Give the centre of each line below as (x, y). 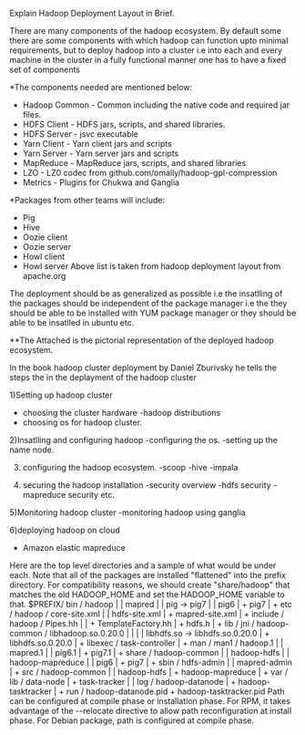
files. (32, 114)
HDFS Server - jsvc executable (81, 134)
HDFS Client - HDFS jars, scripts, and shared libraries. (124, 124)
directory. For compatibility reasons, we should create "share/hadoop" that (150, 585)
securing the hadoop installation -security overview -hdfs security (147, 485)
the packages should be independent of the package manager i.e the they (148, 303)
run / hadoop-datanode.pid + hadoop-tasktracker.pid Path (175, 691)
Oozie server (46, 247)
